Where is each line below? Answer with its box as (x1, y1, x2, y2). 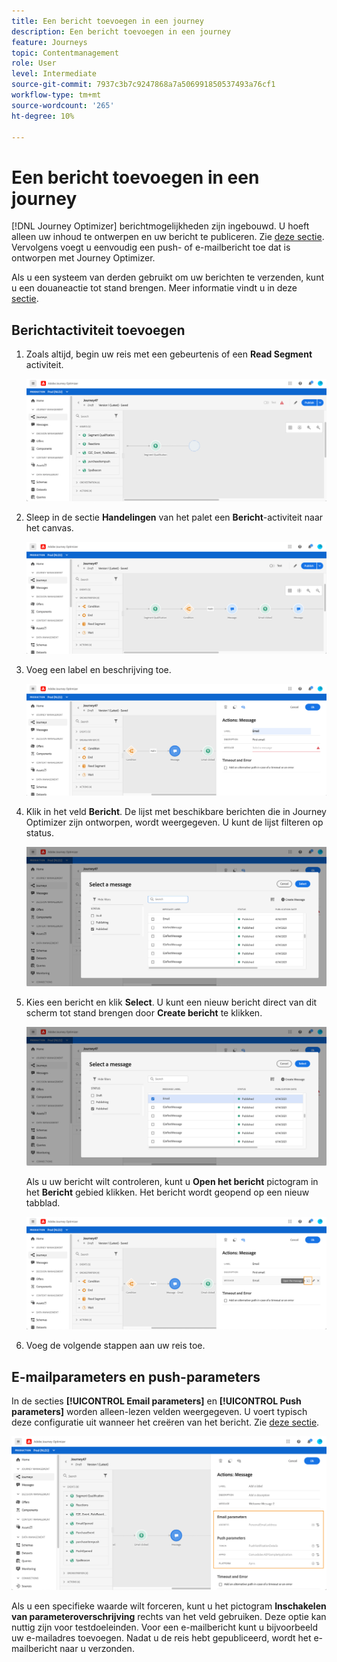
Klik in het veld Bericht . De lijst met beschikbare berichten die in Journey (25, 806, 327, 818)
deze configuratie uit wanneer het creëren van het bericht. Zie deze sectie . (11, 1416, 320, 1429)
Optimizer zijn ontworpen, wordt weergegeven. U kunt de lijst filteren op (25, 816, 324, 829)
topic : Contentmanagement (11, 48, 119, 58)
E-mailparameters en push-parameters (11, 1368, 261, 1385)
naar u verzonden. (59, 1642, 135, 1654)
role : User (11, 58, 57, 69)
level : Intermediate (11, 69, 98, 79)
